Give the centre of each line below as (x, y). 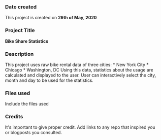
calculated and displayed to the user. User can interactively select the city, (80, 75)
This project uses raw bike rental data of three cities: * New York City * (77, 65)
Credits (14, 117)
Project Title (20, 31)
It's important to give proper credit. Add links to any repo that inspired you (80, 127)
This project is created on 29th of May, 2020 (51, 18)
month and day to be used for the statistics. (49, 80)
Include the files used (27, 104)
